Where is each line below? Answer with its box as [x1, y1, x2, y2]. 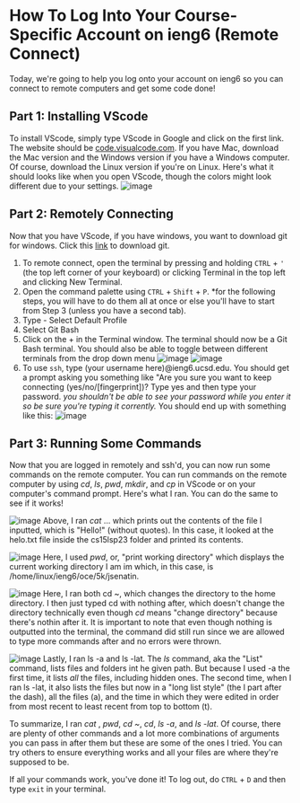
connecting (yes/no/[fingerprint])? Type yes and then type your [21, 381, 257, 392]
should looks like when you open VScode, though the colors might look [9, 171, 272, 181]
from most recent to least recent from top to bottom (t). [9, 702, 213, 712]
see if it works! [9, 498, 64, 508]
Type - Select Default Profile [21, 314, 128, 325]
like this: [21, 410, 54, 420]
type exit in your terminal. [9, 783, 107, 795]
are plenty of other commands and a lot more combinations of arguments [9, 728, 280, 739]
